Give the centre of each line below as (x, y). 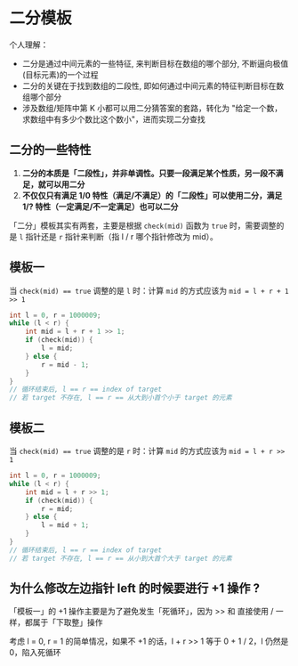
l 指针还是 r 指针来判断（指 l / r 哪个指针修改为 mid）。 (118, 236)
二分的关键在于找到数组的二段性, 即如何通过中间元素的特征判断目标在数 (153, 85)
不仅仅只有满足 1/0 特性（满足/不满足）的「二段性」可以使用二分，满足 (152, 195)
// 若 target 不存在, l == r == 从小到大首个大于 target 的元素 (121, 558)
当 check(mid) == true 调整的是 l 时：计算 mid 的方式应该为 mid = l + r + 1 (149, 290)
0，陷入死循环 (35, 653)
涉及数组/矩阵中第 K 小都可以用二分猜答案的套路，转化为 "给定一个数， (152, 108)
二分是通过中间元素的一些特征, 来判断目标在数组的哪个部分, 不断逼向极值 (155, 63)
